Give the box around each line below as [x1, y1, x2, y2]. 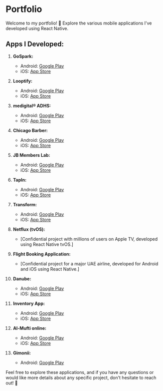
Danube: [12, 275, 31, 281]
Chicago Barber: [12, 127, 48, 133]
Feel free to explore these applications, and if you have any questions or [5, 369, 154, 375]
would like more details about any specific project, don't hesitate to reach [5, 374, 157, 380]
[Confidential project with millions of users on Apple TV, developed [20, 236, 158, 242]
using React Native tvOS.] [20, 241, 74, 247]
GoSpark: [12, 53, 33, 59]
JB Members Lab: [12, 152, 50, 158]
